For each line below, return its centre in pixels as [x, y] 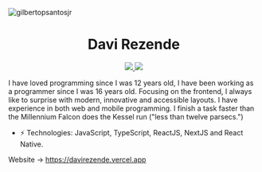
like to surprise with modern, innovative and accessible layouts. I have [123, 100]
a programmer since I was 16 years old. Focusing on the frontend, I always [130, 91]
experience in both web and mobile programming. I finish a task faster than [131, 108]
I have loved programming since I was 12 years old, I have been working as [131, 83]
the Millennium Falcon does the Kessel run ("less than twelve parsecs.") [126, 116]
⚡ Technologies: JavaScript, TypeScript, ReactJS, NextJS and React [131, 132]
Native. [31, 144]
